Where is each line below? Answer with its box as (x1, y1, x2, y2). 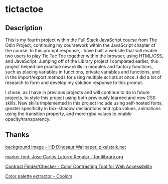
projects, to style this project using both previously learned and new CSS (5, 95, 156, 101)
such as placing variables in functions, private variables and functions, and (5, 69, 160, 75)
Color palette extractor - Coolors (5, 173, 73, 179)
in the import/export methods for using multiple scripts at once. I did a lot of (5, 74, 162, 80)
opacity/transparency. (5, 116, 51, 122)
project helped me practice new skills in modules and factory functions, (5, 64, 153, 69)
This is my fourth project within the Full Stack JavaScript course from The (5, 37, 157, 43)
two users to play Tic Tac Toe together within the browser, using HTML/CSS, (5, 53, 163, 59)
